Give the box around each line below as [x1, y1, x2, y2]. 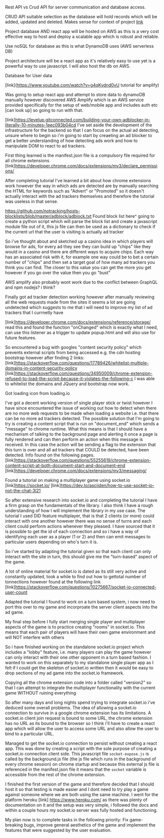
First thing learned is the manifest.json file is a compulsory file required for [5, 152, 155, 158]
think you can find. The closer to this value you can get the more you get [5, 265, 152, 270]
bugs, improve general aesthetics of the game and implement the [23, 822, 156, 828]
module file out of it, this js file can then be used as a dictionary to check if [5, 223, 156, 229]
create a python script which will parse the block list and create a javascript [5, 219, 158, 224]
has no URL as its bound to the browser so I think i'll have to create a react [5, 721, 155, 726]
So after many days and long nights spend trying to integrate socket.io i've [5, 699, 155, 705]
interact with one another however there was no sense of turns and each [5, 518, 152, 524]
